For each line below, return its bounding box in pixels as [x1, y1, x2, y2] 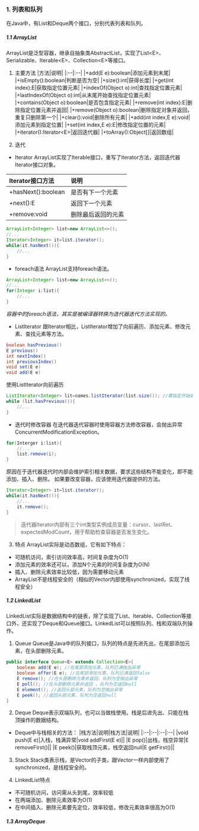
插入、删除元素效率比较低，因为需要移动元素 [14, 568, 124, 575]
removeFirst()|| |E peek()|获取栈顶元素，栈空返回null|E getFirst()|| [14, 744, 175, 751]
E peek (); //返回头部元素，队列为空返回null [17, 692, 117, 698]
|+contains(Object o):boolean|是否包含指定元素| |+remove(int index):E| [14, 99, 188, 106]
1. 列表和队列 [6, 5, 43, 13]
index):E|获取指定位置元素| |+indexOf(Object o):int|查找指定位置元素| [14, 84, 182, 91]
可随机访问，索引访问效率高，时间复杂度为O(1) [14, 553, 129, 560]
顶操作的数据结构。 [14, 717, 62, 724]
